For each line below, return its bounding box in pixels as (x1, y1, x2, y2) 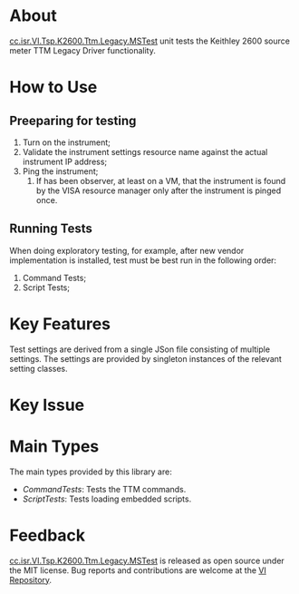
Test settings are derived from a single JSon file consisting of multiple (9, 344, 270, 355)
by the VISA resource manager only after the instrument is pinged (35, 185, 282, 196)
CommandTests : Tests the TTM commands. (22, 483, 187, 494)
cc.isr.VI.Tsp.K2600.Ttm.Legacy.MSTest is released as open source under (9, 555, 285, 566)
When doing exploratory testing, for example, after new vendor (9, 245, 245, 256)
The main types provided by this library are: (9, 466, 172, 477)
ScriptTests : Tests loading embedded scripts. (22, 493, 192, 504)
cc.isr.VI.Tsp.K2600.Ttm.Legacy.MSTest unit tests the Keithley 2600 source (9, 35, 290, 46)
